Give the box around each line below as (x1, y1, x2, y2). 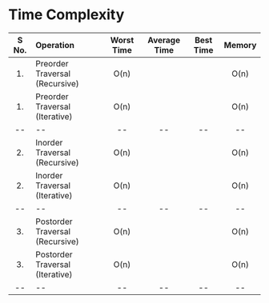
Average (147, 34, 181, 46)
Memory (223, 39, 257, 50)
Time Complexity (8, 6, 125, 24)
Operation (35, 39, 74, 50)
